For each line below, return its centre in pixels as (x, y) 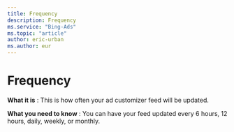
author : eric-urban (36, 40)
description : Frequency (42, 20)
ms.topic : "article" (37, 33)
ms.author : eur (29, 46)
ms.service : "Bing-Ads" (42, 27)
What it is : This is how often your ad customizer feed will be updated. (108, 100)
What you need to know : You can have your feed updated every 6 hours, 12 (117, 113)
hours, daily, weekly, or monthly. (54, 121)
